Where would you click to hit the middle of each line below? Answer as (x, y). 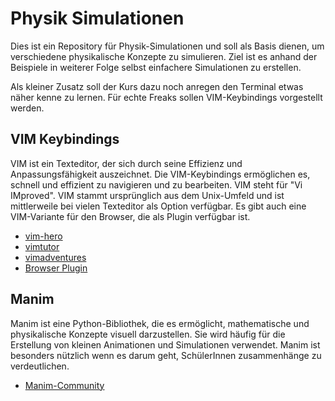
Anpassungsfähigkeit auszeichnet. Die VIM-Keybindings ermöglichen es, (160, 174)
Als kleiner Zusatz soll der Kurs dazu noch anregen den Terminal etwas (157, 86)
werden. (27, 108)
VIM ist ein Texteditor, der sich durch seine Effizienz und (126, 163)
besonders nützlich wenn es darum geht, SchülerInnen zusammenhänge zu (166, 355)
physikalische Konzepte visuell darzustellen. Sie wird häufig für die (148, 334)
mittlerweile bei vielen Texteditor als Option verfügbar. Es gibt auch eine (158, 206)
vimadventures (55, 257)
